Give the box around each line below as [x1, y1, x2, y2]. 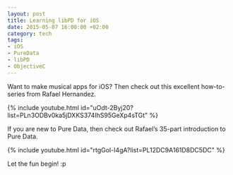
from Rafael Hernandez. [26, 90, 97, 98]
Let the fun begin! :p [7, 159, 66, 168]
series [7, 90, 25, 98]
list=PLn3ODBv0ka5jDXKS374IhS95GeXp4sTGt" [7, 111, 148, 119]
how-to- [201, 82, 225, 90]
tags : [7, 37, 23, 44]
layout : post [7, 10, 46, 18]
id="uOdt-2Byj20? [80, 103, 134, 111]
